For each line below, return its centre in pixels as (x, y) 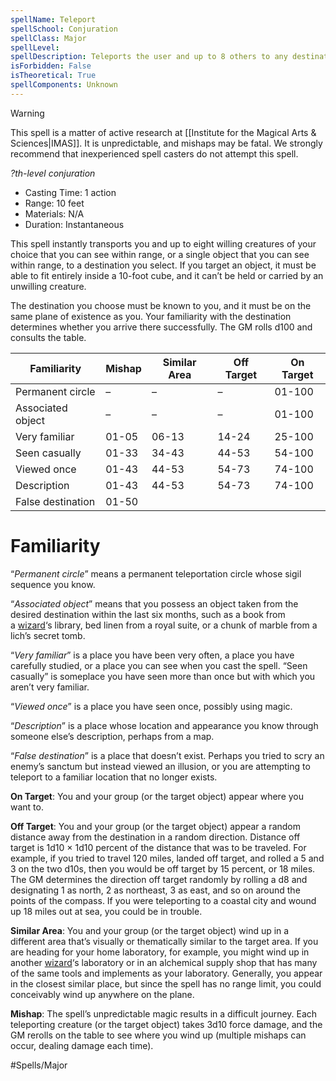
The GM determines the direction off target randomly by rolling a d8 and (159, 879)
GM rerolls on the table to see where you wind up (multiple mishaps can (158, 1035)
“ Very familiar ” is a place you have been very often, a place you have (152, 655)
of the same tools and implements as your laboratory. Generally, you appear (166, 973)
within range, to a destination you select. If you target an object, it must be (163, 265)
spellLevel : (35, 47)
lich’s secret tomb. (48, 635)
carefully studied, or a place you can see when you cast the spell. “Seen (159, 665)
